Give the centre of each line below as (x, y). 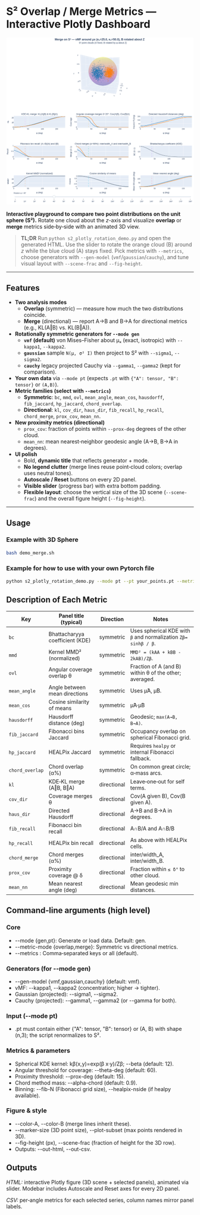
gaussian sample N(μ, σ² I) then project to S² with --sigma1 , (99, 353)
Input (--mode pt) (32, 1016)
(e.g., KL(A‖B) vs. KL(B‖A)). (57, 328)
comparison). (40, 372)
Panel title (71, 616)
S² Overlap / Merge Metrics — (81, 12)
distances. (143, 890)
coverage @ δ (66, 875)
